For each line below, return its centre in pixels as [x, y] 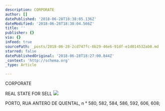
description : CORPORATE [30, 10]
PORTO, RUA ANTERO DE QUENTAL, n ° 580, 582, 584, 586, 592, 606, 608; [83, 103]
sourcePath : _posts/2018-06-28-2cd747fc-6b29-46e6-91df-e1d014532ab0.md [82, 47]
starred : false [21, 51]
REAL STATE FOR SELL [29, 94]
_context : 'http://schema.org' [38, 60]
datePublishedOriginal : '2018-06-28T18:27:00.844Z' [60, 56]
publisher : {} [20, 33]
